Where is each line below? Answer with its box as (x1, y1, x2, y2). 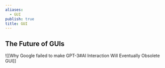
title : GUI (5, 21, 28, 26)
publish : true (5, 16, 35, 21)
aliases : (5, 7, 23, 12)
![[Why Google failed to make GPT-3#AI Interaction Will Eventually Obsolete (5, 53, 160, 59)
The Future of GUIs (5, 39, 65, 48)
